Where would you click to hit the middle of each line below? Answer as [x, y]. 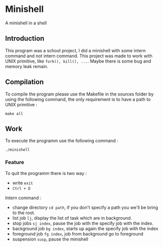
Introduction [25, 39]
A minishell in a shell [26, 23]
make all [14, 114]
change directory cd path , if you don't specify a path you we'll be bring [85, 207]
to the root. [24, 213]
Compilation [24, 82]
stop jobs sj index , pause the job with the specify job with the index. [83, 223]
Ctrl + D [21, 188]
